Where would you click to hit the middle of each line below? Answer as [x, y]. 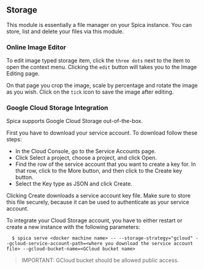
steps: [14, 140]
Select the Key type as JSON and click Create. [74, 184]
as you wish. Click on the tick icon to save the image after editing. [90, 92]
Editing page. [23, 73]
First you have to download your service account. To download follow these [102, 133]
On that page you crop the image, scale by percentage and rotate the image [102, 86]
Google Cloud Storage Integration [57, 108]
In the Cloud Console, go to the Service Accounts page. [85, 151]
